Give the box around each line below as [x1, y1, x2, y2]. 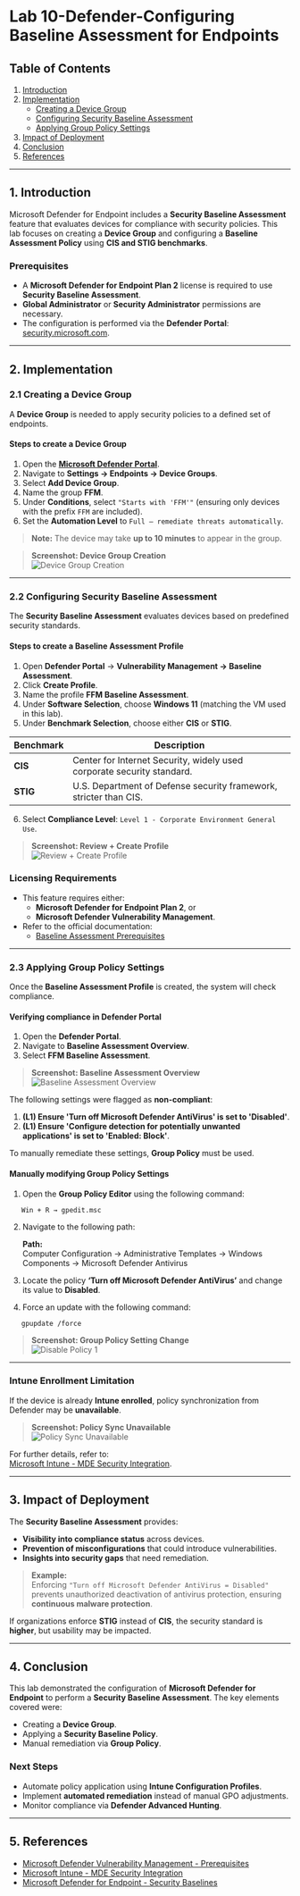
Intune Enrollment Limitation [9, 1374, 136, 1387]
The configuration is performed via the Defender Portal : [21, 318, 229, 329]
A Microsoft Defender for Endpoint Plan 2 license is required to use [21, 280, 273, 291]
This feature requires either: [21, 892, 125, 903]
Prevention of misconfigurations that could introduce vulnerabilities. [21, 1543, 277, 1554]
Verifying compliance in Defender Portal [9, 1011, 162, 1022]
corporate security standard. [72, 765, 193, 777]
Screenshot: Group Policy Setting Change [30, 1334, 189, 1346]
